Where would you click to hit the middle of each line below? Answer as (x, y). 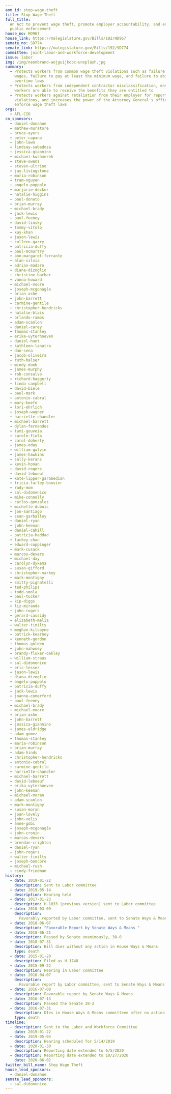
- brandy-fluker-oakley (35, 653)
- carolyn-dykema (28, 564)
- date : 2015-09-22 (31, 966)
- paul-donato (25, 199)
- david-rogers (26, 469)
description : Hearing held (43, 895)
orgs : (11, 109)
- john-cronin (25, 833)
